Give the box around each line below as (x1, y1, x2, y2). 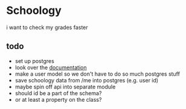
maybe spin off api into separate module (14, 83, 116, 90)
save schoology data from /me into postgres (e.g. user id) (14, 76, 159, 84)
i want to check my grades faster (6, 24, 89, 31)
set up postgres (14, 57, 54, 64)
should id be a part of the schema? (14, 89, 102, 97)
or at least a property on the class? (14, 96, 102, 103)
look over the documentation (14, 64, 87, 71)
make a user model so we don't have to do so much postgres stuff (14, 70, 180, 78)
